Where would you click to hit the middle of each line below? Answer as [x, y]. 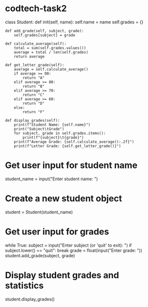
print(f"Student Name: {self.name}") [52, 125]
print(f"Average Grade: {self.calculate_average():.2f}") [74, 142]
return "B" [34, 86]
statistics [24, 285]
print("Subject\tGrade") [39, 129]
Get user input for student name [71, 165]
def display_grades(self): [32, 120]
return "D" [34, 103]
